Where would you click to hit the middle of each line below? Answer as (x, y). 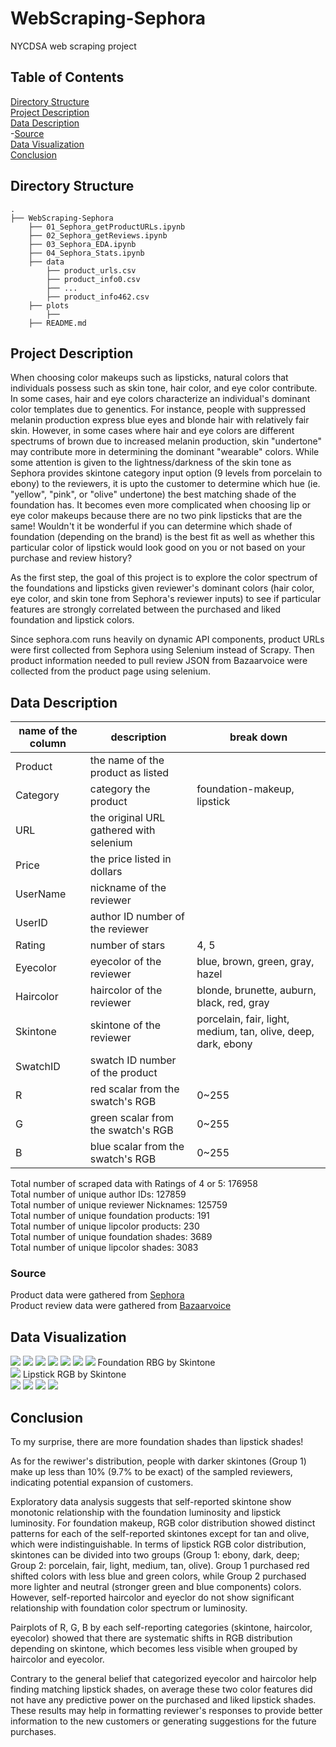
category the (120, 789)
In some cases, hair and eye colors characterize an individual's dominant (160, 399)
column (48, 744)
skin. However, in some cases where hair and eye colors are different (152, 431)
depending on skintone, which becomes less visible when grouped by (154, 1649)
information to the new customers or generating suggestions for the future (163, 1721)
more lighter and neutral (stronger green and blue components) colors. (156, 1587)
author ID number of (137, 917)
